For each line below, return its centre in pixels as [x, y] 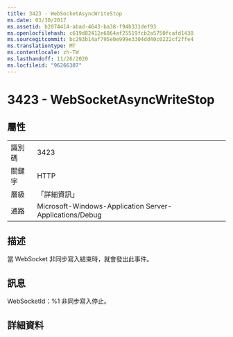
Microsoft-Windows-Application [90, 206]
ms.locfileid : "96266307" [44, 65]
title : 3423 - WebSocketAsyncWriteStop [65, 14]
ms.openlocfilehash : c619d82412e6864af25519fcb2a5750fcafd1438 [101, 33]
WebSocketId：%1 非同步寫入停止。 [59, 301]
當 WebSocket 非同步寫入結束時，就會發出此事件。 [80, 259]
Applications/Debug [69, 215]
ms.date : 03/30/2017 [37, 20]
